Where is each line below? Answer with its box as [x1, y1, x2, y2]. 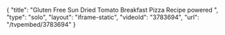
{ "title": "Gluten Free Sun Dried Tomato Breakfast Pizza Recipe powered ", [6, 6, 219, 14]
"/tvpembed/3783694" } [6, 21, 77, 28]
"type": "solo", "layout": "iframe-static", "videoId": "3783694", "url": [6, 13, 199, 21]
